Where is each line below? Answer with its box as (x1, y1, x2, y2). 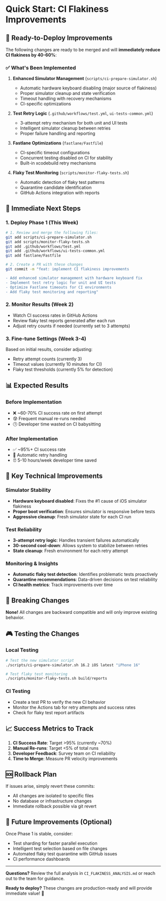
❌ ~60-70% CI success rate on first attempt (12, 410, 102, 416)
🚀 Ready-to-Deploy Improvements (5, 34, 113, 42)
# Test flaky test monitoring (5, 671, 68, 677)
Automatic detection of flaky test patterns (20, 179, 105, 185)
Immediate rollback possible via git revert (12, 803, 97, 809)
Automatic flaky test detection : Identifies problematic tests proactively (12, 571, 158, 577)
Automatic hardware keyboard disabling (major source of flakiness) (20, 85, 157, 91)
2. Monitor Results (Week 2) (5, 301, 74, 308)
